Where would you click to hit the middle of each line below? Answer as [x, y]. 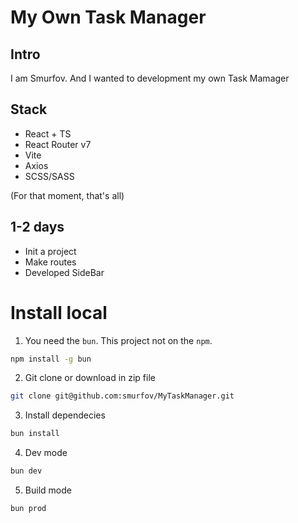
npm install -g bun [51, 359]
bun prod [28, 509]
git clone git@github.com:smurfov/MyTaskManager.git [122, 396]
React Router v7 [58, 144]
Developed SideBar [64, 272]
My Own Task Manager [108, 17]
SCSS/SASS [49, 176]
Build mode [48, 490]
